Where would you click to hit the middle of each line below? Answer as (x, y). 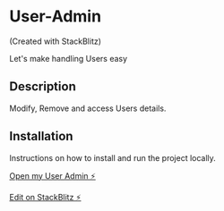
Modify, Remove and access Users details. (88, 108)
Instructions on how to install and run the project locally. (113, 157)
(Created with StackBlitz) (55, 41)
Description (43, 87)
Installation (41, 136)
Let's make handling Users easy (69, 58)
